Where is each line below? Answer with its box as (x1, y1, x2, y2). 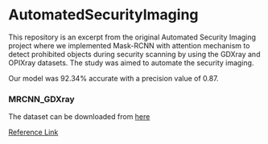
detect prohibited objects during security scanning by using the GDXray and (8, 49, 261, 59)
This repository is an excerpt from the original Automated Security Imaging (8, 32, 256, 42)
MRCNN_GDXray (8, 93, 75, 105)
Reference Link (8, 127, 59, 138)
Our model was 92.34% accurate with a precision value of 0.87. (8, 73, 219, 83)
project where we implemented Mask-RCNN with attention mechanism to (8, 40, 250, 50)
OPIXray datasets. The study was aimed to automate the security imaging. (8, 58, 254, 68)
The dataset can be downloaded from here (8, 112, 150, 121)
